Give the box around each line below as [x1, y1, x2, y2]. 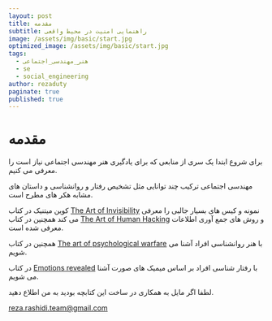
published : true [8, 95, 63, 103]
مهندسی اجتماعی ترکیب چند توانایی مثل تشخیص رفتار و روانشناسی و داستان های [8, 181, 253, 191]
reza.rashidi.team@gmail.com [8, 303, 108, 313]
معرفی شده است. [8, 223, 64, 232]
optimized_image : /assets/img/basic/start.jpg [8, 42, 169, 50]
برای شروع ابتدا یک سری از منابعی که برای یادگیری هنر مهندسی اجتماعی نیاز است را [8, 157, 263, 167]
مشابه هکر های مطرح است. [8, 190, 93, 200]
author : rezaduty [8, 80, 67, 88]
